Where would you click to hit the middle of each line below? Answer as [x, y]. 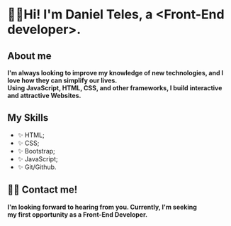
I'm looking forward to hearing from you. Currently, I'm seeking [102, 207]
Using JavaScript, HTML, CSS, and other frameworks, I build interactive [115, 88]
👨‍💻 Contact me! [43, 190]
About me [29, 56]
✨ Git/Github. [37, 167]
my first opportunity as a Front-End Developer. [77, 214]
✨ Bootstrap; [36, 151]
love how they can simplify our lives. [62, 80]
